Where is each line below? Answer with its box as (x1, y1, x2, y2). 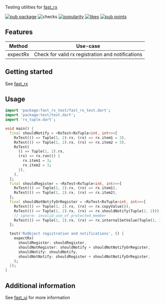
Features (5, 28, 33, 36)
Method (9, 42, 28, 49)
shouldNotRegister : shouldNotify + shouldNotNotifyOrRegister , (18, 245, 151, 250)
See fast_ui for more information (5, 295, 70, 300)
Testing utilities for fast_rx (5, 4, 57, 10)
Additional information (5, 281, 76, 290)
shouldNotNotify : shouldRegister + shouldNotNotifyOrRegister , (18, 254, 151, 259)
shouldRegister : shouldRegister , (18, 240, 87, 245)
